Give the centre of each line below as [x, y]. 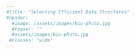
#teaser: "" [27, 29]
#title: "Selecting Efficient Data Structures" [68, 12]
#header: [17, 18]
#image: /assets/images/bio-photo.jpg [61, 23]
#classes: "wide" [31, 40]
